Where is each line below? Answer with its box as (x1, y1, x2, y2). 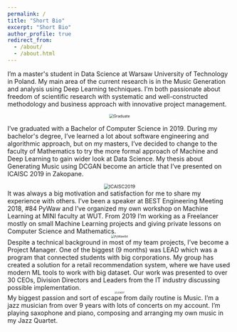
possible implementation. (7, 283, 81, 291)
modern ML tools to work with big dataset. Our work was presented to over (7, 268, 228, 277)
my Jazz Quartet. (7, 316, 58, 324)
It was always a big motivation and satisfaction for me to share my (7, 189, 201, 198)
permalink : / (7, 10, 46, 18)
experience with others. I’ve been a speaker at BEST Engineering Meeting (7, 196, 223, 205)
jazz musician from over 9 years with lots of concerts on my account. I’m (7, 301, 221, 309)
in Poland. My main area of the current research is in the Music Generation (7, 77, 226, 85)
